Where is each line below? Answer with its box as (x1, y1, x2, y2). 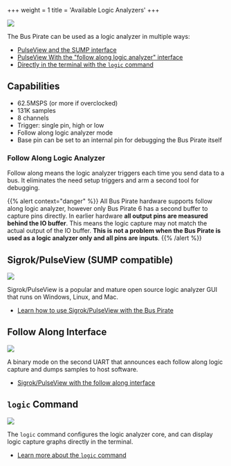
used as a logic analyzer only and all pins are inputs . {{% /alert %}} (7, 234, 203, 242)
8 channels (17, 114, 50, 122)
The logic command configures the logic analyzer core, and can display (7, 430, 213, 438)
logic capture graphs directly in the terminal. (7, 437, 133, 446)
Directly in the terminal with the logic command (17, 60, 154, 69)
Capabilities (7, 80, 60, 92)
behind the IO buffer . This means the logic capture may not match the (7, 219, 207, 227)
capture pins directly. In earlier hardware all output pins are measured (7, 212, 209, 221)
